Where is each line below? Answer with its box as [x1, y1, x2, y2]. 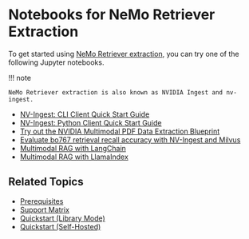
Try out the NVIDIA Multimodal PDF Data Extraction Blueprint [19, 126, 220, 136]
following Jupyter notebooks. [8, 58, 105, 67]
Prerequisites [19, 196, 64, 205]
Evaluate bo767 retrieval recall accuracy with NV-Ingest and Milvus [19, 134, 241, 145]
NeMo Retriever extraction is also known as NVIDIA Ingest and [8, 88, 223, 97]
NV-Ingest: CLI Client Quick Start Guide [19, 110, 150, 119]
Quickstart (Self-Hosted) [19, 221, 101, 231]
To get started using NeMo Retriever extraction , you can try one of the [8, 49, 239, 58]
